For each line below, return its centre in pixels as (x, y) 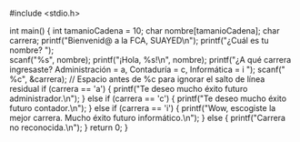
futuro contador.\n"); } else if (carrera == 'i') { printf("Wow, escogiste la (143, 108)
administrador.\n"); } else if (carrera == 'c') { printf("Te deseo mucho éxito (148, 98)
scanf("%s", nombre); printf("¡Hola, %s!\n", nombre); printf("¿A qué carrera (150, 60)
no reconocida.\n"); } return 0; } (69, 127)
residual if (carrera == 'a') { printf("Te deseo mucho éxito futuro (129, 89)
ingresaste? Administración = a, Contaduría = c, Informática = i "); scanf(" (147, 69)
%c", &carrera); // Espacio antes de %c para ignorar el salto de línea (137, 79)
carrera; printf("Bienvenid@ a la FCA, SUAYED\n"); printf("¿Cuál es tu (140, 41)
